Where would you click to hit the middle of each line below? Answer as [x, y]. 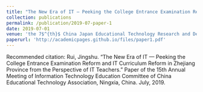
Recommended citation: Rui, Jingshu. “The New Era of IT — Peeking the [96, 57]
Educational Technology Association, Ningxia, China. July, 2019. [86, 82]
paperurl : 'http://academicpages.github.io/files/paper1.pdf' [86, 40]
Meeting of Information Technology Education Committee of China [89, 76]
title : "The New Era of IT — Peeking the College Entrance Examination [98, 12]
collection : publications [39, 17]
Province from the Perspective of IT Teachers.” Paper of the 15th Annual [96, 69]
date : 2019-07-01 [28, 29]
